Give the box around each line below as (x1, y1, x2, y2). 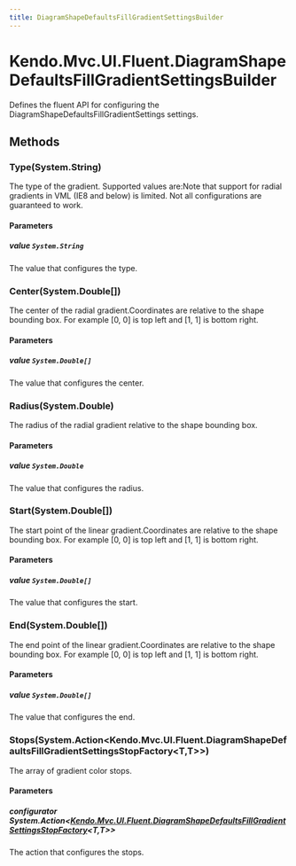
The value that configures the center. (9, 378, 144, 388)
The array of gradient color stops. (9, 765, 133, 776)
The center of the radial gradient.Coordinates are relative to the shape (9, 305, 264, 316)
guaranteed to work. (9, 200, 83, 211)
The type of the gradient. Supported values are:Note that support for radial (9, 181, 282, 191)
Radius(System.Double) (9, 400, 114, 412)
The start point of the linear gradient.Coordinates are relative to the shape (9, 525, 278, 535)
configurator (9, 806, 58, 816)
